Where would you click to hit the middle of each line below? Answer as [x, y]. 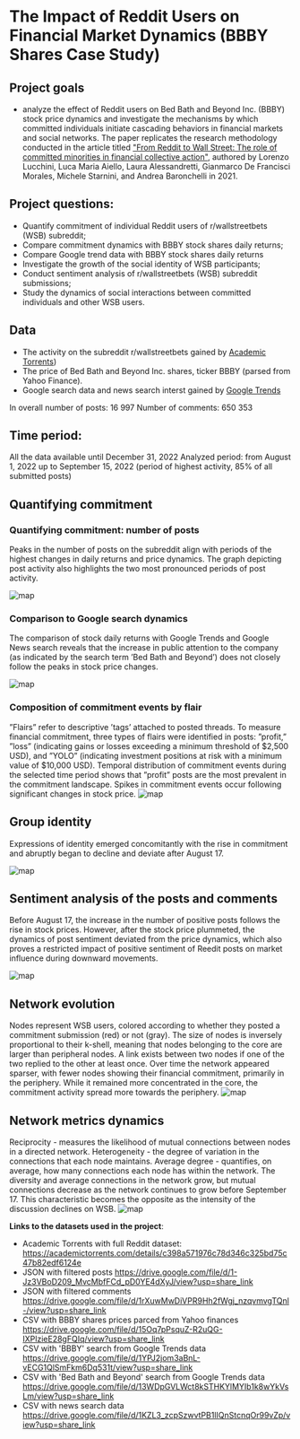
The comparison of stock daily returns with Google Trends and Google [139, 638]
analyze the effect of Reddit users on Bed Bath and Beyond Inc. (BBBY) [153, 109]
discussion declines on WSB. [63, 1208]
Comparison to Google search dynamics [99, 619]
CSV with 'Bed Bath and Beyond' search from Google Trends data [144, 1377]
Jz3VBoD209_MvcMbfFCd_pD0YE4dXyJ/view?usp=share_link [137, 1281]
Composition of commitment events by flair [106, 708]
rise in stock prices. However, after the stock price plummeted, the [132, 929]
